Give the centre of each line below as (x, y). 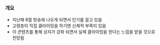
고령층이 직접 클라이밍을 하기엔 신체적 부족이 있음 (59, 26)
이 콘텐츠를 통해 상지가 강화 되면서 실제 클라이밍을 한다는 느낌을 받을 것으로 (84, 31)
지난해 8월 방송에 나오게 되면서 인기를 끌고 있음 (57, 19)
